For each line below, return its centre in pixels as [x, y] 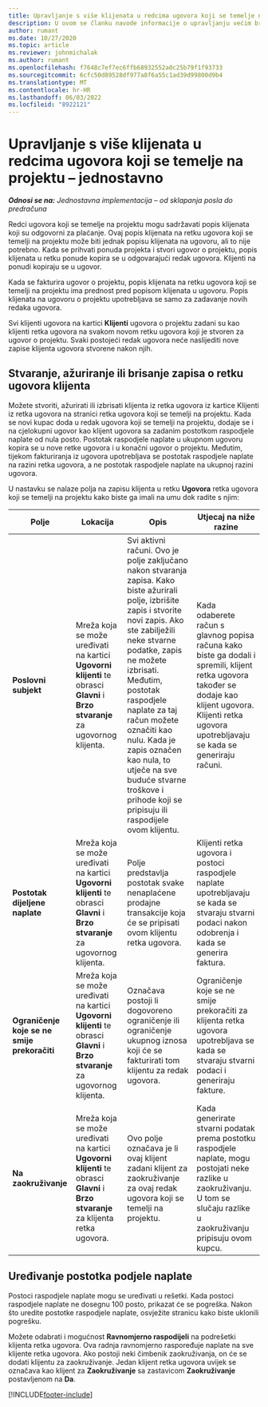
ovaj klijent [147, 1158]
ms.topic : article [39, 46]
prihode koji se [155, 799]
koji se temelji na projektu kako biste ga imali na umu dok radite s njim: [124, 497]
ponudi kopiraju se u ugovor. [55, 267]
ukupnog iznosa [157, 1040]
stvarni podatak [226, 1128]
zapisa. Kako [151, 580]
